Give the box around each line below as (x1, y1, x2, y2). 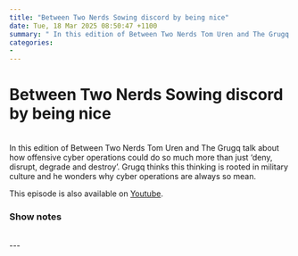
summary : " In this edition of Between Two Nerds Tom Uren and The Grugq (9, 29, 290, 38)
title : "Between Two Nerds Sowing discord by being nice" (9, 12, 229, 22)
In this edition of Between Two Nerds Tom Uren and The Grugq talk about (9, 143, 279, 153)
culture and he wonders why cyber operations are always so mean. (9, 171, 257, 182)
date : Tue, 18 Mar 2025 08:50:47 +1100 (9, 21, 158, 30)
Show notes (9, 211, 62, 223)
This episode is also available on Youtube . (9, 188, 163, 199)
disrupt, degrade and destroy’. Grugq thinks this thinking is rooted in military (9, 161, 288, 172)
